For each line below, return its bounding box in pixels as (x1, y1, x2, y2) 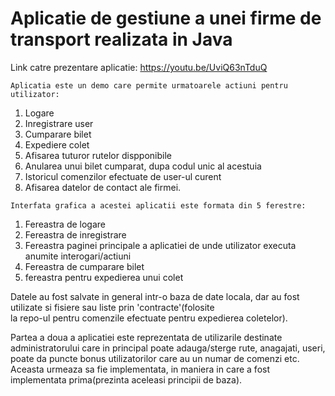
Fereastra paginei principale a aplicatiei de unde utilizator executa (24, 239, 297, 251)
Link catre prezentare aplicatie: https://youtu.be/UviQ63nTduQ (10, 61, 268, 73)
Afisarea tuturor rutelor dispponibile (24, 149, 172, 161)
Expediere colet (24, 138, 90, 151)
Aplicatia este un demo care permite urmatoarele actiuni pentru (10, 80, 288, 91)
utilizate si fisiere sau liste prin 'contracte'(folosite (10, 301, 215, 313)
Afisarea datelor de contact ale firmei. (24, 181, 182, 193)
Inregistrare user (24, 117, 94, 129)
